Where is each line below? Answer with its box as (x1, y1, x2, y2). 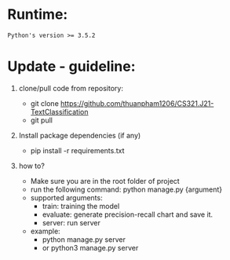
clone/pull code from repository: (18, 83, 123, 93)
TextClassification (30, 107, 89, 116)
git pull (30, 115, 53, 125)
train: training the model (42, 201, 120, 211)
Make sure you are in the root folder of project (30, 176, 180, 185)
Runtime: (7, 5, 68, 24)
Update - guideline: (7, 57, 136, 75)
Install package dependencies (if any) (18, 130, 141, 140)
